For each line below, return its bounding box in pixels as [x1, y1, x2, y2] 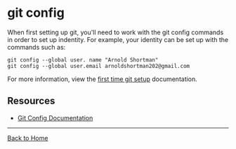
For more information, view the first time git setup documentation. [7, 75, 198, 83]
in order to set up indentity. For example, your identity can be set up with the [7, 35, 229, 43]
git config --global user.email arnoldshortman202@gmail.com [7, 62, 190, 69]
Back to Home [7, 134, 48, 142]
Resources [7, 95, 55, 107]
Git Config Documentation [17, 113, 93, 122]
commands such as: [7, 43, 66, 51]
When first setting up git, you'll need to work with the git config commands [7, 28, 224, 36]
